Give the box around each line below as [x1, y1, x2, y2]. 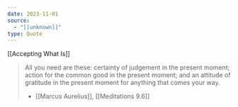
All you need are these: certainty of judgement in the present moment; [24, 63, 230, 72]
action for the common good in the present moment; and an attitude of [24, 71, 231, 79]
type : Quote [7, 30, 42, 38]
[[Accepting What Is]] [7, 50, 71, 58]
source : [7, 17, 30, 24]
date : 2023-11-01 [7, 10, 59, 18]
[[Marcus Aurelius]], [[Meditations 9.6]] [35, 92, 150, 101]
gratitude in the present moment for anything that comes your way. [24, 79, 221, 87]
